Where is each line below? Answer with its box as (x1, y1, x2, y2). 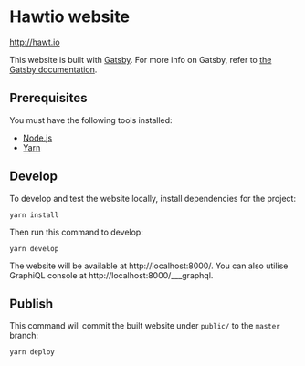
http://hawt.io (9, 37, 61, 47)
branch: (9, 330, 39, 341)
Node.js (22, 132, 53, 143)
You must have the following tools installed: (9, 114, 173, 125)
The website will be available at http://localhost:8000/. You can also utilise (9, 260, 289, 271)
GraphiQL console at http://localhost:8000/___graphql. (9, 269, 214, 280)
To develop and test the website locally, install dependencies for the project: (9, 193, 297, 204)
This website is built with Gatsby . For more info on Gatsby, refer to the (9, 54, 272, 65)
